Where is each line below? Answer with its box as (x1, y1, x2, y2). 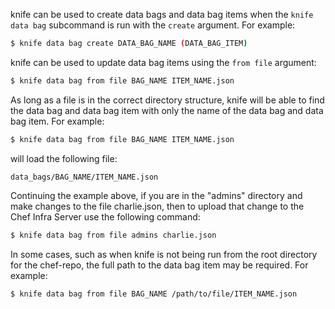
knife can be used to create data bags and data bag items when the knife (10, 9, 314, 20)
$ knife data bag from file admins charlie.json (10, 230, 217, 240)
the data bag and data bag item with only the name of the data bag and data (10, 104, 324, 116)
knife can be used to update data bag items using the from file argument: (10, 56, 317, 68)
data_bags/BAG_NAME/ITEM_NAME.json (10, 172, 159, 182)
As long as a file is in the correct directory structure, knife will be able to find (10, 94, 325, 106)
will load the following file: (10, 152, 118, 164)
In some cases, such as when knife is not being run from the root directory (10, 248, 318, 260)
